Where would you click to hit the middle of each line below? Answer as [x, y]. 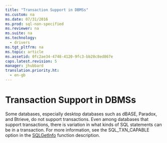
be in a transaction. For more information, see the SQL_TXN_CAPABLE [77, 130]
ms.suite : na [19, 33]
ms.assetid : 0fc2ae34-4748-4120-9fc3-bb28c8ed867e [59, 56]
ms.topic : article [24, 52]
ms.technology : [21, 38]
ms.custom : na [20, 15]
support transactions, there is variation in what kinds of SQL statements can [83, 124]
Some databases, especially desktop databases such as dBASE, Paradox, [81, 114]
